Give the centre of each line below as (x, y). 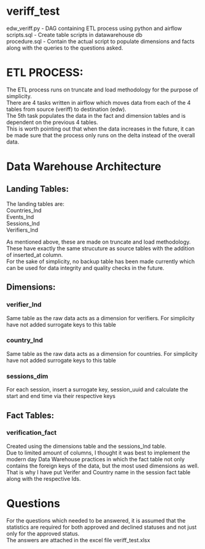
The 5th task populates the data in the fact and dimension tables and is (96, 115)
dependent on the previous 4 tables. (52, 122)
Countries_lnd (24, 210)
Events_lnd (20, 217)
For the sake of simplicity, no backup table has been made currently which (101, 261)
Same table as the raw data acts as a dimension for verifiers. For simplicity (101, 318)
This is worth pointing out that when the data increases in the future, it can (101, 129)
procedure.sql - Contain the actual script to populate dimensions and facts (101, 41)
